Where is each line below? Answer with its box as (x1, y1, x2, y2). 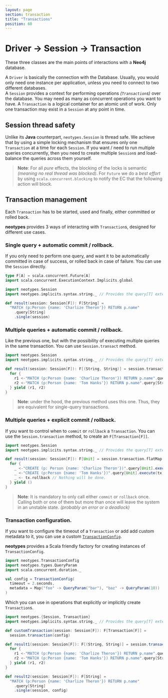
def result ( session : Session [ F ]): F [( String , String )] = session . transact (5, 366, 164, 372)
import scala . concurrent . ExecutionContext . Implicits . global (5, 278, 133, 283)
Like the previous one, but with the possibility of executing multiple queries (5, 338, 160, 344)
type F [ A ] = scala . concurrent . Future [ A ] (5, 273, 91, 278)
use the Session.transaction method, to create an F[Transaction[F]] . (5, 433, 149, 439)
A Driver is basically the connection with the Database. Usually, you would (5, 75, 159, 81)
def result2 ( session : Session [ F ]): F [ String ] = (5, 674, 106, 679)
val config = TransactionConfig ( (5, 576, 75, 581)
